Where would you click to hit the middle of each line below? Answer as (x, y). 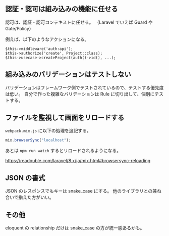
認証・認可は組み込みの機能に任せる (62, 9)
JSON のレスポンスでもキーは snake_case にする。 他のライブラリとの (79, 191)
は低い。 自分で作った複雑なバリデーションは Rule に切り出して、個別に (80, 94)
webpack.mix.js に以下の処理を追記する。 (48, 131)
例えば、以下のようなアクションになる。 (47, 39)
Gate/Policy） (19, 28)
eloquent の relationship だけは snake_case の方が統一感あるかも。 (75, 228)
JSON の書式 (25, 178)
